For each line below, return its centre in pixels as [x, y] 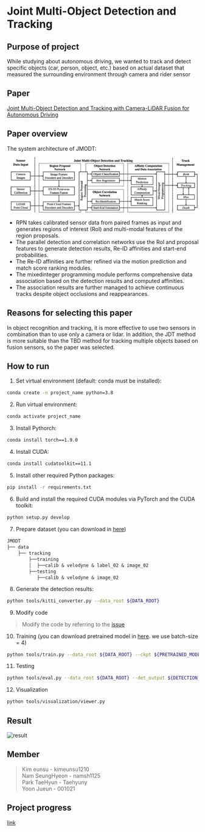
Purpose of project [43, 47]
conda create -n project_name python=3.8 [60, 393]
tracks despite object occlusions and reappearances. [82, 293]
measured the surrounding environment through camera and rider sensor [99, 74]
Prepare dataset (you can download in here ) [71, 529]
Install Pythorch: [36, 428]
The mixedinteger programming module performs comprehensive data [104, 274]
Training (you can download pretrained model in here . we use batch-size [107, 636]
